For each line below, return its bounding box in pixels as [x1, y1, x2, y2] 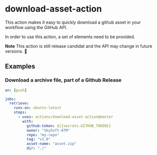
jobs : [5, 97, 16, 101]
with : [22, 119, 34, 124]
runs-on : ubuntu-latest [14, 105, 62, 111]
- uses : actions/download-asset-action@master [17, 114, 114, 119]
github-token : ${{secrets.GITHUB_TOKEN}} [26, 123, 111, 128]
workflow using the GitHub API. [5, 24, 68, 30]
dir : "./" [26, 146, 47, 151]
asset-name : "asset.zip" [26, 141, 77, 146]
